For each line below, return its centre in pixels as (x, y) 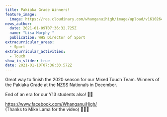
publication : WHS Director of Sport (47, 38)
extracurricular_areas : (30, 42)
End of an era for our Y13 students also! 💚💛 (49, 95)
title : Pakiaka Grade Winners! (38, 10)
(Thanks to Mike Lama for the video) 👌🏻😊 (47, 110)
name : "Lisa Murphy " (32, 33)
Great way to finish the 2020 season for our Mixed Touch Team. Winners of (83, 80)
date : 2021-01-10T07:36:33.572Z (39, 65)
